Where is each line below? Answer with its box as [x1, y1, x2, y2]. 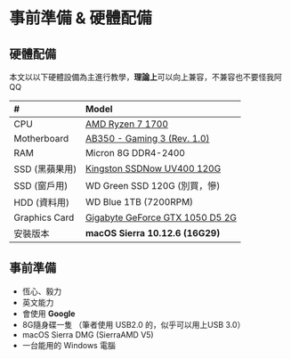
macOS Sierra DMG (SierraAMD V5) [21, 329, 154, 339]
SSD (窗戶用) [13, 180, 69, 192]
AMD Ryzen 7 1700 [85, 118, 169, 130]
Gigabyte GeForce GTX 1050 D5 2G [85, 211, 238, 224]
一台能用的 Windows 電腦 [21, 339, 116, 350]
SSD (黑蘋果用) [13, 163, 77, 175]
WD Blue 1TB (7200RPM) [85, 196, 194, 208]
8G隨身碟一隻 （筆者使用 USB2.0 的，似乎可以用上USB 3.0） [21, 319, 246, 330]
